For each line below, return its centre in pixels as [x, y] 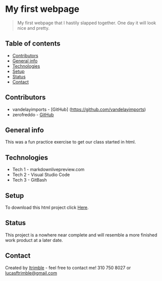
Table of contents [33, 44]
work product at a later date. [34, 240]
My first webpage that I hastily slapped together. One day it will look [86, 23]
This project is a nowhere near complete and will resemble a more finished [81, 235]
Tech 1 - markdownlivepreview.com [48, 170]
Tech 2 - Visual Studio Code [41, 175]
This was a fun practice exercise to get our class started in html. [71, 142]
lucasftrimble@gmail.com [31, 273]
